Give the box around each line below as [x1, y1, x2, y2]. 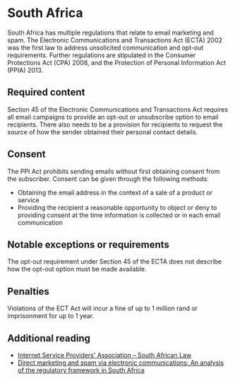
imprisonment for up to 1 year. [7, 312, 95, 320]
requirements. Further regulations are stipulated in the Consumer [7, 51, 196, 59]
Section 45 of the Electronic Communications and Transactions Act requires [7, 105, 228, 114]
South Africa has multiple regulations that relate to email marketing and [7, 28, 214, 37]
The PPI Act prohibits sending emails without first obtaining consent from [7, 167, 220, 175]
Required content [7, 86, 85, 98]
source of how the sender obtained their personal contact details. [7, 127, 198, 136]
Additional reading [7, 332, 90, 344]
